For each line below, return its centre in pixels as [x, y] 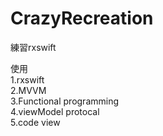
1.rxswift [27, 79]
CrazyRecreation [82, 18]
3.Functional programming [65, 101]
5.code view [35, 122]
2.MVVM [28, 90]
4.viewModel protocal [55, 111]
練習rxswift [33, 47]
